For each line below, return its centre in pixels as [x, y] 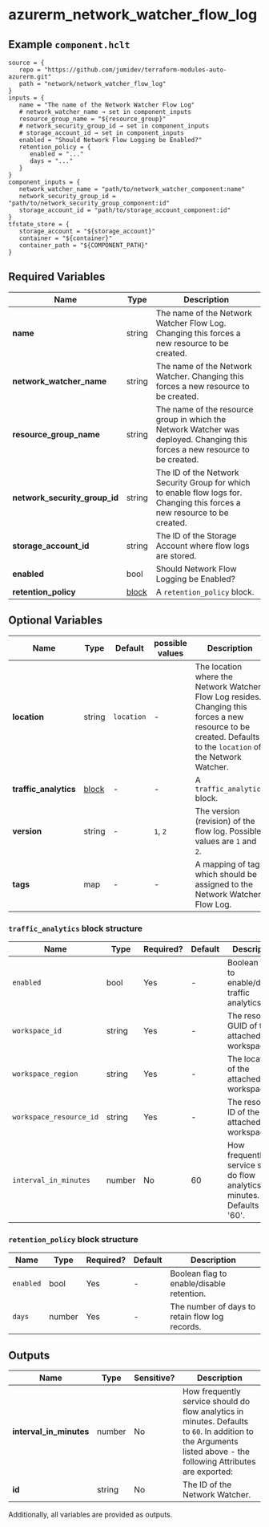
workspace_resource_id [55, 1117]
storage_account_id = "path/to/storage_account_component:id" [124, 210]
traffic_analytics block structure [75, 928]
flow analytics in [213, 1411]
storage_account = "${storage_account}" [87, 231]
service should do [217, 1402]
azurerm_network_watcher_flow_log [133, 15]
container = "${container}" [66, 238]
